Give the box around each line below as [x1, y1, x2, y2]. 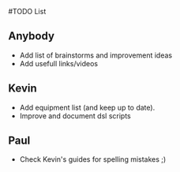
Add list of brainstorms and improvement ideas [19, 50, 172, 60]
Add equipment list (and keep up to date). [19, 103, 156, 112]
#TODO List [8, 7, 47, 16]
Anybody [8, 29, 55, 43]
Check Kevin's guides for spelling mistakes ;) [19, 155, 167, 164]
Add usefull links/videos [19, 58, 99, 68]
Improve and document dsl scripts [19, 110, 132, 121]
